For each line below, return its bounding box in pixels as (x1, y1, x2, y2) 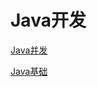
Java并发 (10, 44, 48, 56)
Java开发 (10, 9, 87, 32)
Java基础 (10, 65, 48, 77)
